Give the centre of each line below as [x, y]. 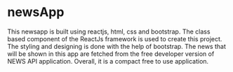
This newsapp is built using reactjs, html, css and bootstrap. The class [109, 31]
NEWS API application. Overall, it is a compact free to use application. [108, 61]
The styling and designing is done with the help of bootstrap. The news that [117, 46]
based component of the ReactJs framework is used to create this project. [115, 38]
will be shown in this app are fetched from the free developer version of [111, 54]
